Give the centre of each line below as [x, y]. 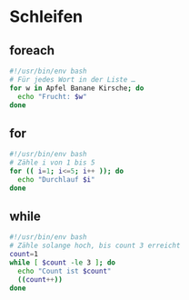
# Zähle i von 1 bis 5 [52, 163]
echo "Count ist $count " [65, 271]
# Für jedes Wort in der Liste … [73, 79]
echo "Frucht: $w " [53, 96]
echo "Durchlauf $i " [56, 179]
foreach [32, 50]
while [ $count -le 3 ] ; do [63, 263]
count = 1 [24, 255]
